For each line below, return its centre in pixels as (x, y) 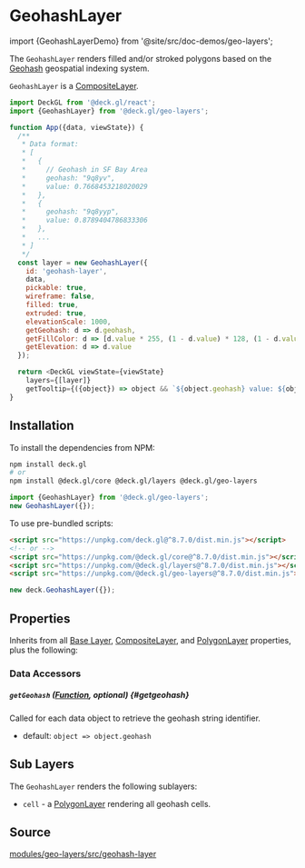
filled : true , (52, 305)
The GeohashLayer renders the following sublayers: (103, 786)
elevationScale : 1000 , (69, 322)
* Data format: (50, 145)
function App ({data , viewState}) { (77, 127)
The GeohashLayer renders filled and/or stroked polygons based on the (141, 58)
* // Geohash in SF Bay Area (84, 170)
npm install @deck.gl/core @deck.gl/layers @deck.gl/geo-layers (133, 481)
